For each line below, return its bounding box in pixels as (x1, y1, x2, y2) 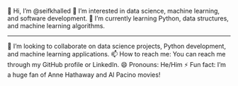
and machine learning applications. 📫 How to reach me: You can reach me (7, 50, 226, 58)
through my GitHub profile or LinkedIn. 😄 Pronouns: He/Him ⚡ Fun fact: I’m (7, 61, 227, 68)
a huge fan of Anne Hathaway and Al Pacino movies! (7, 70, 161, 79)
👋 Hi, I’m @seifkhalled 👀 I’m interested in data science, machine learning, (7, 7, 220, 15)
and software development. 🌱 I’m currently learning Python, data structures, (7, 14, 229, 23)
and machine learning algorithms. (7, 22, 105, 30)
